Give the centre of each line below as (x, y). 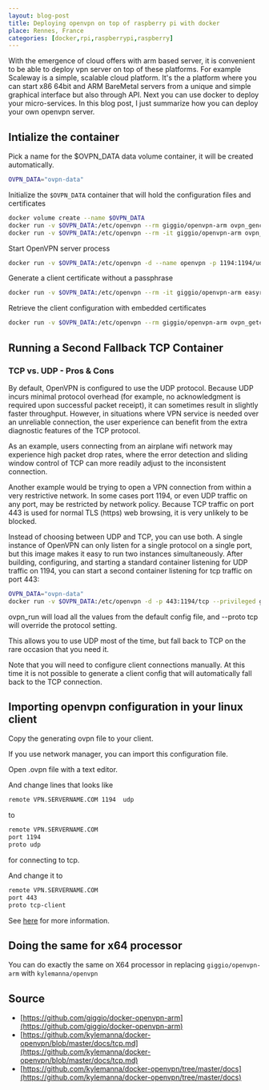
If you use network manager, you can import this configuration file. (118, 754)
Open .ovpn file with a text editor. (63, 770)
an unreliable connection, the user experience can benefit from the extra (128, 422)
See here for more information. (59, 920)
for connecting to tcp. (44, 860)
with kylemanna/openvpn (60, 973)
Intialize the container (64, 137)
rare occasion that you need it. (59, 649)
